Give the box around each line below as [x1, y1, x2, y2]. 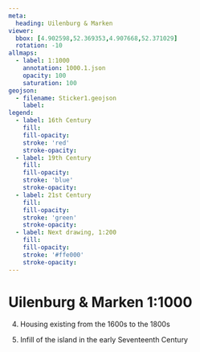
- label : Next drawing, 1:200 [15, 228, 116, 237]
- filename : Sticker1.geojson [15, 94, 116, 102]
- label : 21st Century [15, 190, 92, 199]
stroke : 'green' [22, 214, 78, 222]
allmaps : [8, 49, 38, 57]
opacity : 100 [22, 72, 67, 80]
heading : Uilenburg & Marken [15, 19, 113, 27]
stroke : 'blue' [22, 176, 74, 185]
